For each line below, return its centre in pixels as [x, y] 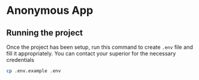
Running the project [45, 33]
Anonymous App [50, 11]
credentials [20, 60]
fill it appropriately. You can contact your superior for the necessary [91, 54]
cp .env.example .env [34, 71]
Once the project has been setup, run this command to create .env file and [100, 47]
